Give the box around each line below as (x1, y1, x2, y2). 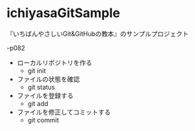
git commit (27, 115, 59, 124)
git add (27, 99, 49, 108)
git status (27, 83, 56, 91)
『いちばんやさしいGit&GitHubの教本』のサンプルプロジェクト (6, 29, 189, 38)
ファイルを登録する (16, 91, 74, 100)
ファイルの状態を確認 (16, 75, 80, 83)
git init (27, 66, 46, 75)
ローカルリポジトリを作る (16, 58, 93, 67)
